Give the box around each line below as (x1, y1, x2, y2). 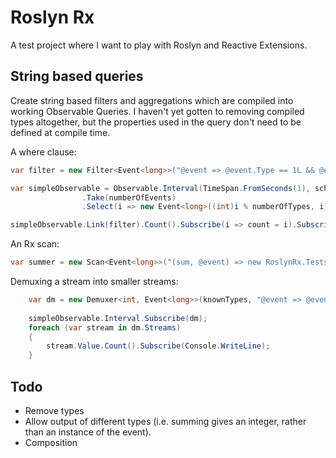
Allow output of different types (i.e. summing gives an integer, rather (24, 415, 307, 427)
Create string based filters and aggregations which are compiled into (10, 94, 294, 106)
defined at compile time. (10, 126, 111, 138)
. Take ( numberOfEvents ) (81, 192, 177, 203)
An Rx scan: (10, 238, 60, 250)
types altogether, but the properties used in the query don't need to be (10, 116, 302, 128)
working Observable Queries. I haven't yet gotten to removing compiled (10, 105, 305, 117)
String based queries (10, 68, 144, 85)
